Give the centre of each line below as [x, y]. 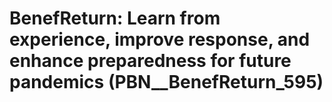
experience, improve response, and [160, 39]
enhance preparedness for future [150, 61]
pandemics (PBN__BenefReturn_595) [166, 82]
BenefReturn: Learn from [115, 18]
